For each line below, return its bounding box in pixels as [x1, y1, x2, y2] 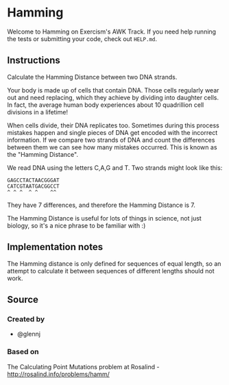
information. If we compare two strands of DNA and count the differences [7, 136, 215, 144]
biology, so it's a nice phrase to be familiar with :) [7, 221, 146, 229]
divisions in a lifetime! [7, 108, 69, 116]
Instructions [7, 55, 60, 66]
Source [7, 293, 39, 306]
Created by [7, 314, 45, 323]
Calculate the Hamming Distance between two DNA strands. [7, 73, 178, 81]
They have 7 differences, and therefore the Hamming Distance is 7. [7, 201, 195, 209]
